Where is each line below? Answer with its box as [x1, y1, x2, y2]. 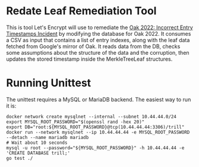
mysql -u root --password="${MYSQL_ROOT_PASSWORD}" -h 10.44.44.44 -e [6, 144, 185, 151]
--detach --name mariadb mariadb [6, 134, 89, 140]
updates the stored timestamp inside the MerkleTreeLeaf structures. [6, 55, 173, 62]
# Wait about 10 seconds [6, 140, 68, 146]
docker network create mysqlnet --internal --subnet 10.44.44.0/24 [6, 114, 177, 119]
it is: [6, 102, 17, 109]
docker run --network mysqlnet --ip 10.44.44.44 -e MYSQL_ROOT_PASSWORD [6, 129, 190, 135]
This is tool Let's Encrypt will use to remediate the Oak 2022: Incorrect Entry [6, 24, 193, 31]
